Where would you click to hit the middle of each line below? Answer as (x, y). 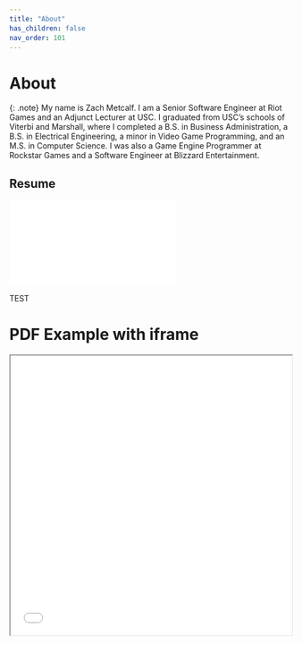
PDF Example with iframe (104, 335)
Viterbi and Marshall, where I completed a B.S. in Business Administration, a (149, 127)
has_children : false (48, 28)
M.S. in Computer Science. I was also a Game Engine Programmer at (135, 146)
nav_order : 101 (38, 38)
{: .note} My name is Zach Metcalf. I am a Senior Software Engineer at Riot (146, 108)
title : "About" (38, 19)
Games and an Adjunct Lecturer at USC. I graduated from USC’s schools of (147, 117)
